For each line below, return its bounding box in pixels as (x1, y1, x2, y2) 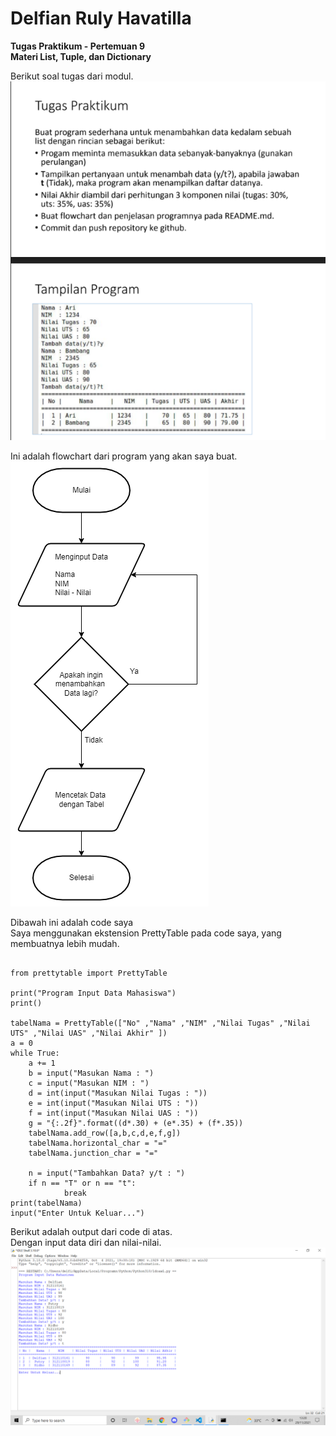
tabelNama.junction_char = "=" (28, 1148, 159, 1159)
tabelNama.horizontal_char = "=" (28, 1138, 168, 1149)
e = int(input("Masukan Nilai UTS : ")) (28, 1098, 199, 1109)
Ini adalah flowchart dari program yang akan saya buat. (10, 450, 238, 462)
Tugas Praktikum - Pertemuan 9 (10, 40, 146, 52)
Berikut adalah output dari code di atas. (10, 1226, 173, 1238)
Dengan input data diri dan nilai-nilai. (10, 1237, 162, 1249)
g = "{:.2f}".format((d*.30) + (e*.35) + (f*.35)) (28, 1118, 244, 1129)
